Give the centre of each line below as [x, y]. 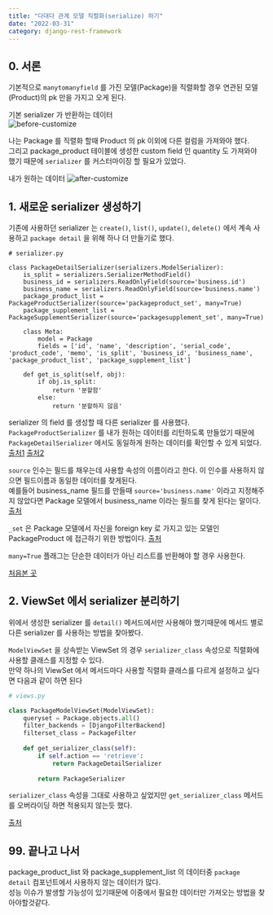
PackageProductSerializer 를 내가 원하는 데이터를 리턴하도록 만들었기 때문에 [132, 432]
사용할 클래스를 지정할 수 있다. [56, 660]
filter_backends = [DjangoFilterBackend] [94, 726]
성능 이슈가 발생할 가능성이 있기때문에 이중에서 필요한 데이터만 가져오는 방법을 [132, 892]
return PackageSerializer [82, 779]
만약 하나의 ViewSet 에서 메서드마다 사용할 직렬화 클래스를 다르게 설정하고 [127, 670]
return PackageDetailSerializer [107, 763]
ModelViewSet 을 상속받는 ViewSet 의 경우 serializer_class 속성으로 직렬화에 [134, 649]
